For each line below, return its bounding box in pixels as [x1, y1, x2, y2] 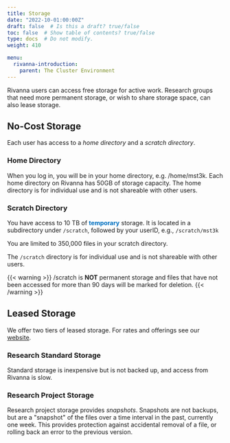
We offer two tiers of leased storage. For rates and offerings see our [7, 326, 200, 334]
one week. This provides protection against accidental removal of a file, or [7, 420, 217, 429]
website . [7, 333, 32, 341]
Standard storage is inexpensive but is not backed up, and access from [7, 366, 209, 374]
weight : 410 [7, 42, 41, 49]
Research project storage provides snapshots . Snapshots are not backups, [7, 406, 218, 414]
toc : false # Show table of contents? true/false [7, 29, 155, 36]
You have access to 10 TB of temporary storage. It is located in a [7, 219, 191, 227]
